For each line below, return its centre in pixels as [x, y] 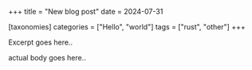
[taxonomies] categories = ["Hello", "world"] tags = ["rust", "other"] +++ [127, 27]
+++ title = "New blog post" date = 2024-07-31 [86, 12]
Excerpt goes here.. [41, 42]
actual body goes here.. [47, 58]
